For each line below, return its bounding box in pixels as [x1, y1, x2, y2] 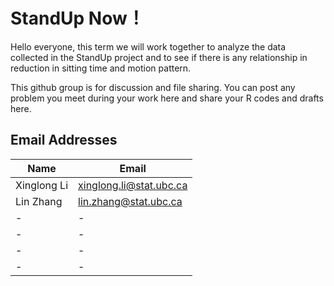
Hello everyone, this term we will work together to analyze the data [10, 40, 287, 53]
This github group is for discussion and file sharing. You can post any [10, 81, 296, 93]
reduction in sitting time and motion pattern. [10, 62, 192, 74]
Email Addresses [10, 132, 118, 149]
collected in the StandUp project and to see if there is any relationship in [10, 51, 308, 63]
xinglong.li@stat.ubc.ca [78, 178, 188, 192]
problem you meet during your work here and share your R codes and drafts [10, 92, 324, 104]
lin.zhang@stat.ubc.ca [78, 194, 183, 208]
